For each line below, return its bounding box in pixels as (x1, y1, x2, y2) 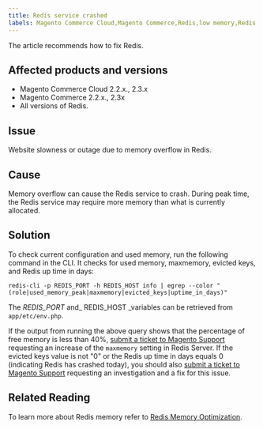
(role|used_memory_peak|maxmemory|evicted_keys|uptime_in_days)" (8, 288, 227, 296)
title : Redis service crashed (8, 11, 108, 20)
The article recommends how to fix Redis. (8, 40, 144, 50)
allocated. (8, 205, 41, 215)
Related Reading (8, 391, 91, 405)
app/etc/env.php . (8, 310, 64, 320)
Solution (8, 228, 51, 242)
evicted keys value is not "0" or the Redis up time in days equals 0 (8, 351, 224, 360)
